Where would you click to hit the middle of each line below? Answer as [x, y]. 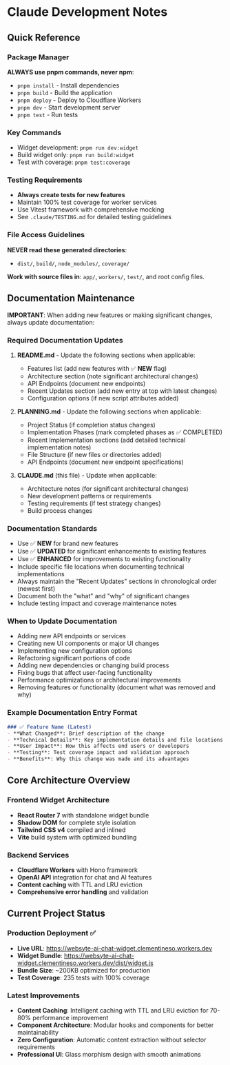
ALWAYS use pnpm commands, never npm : [71, 72]
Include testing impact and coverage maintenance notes [97, 603]
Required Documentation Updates [65, 340]
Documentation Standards [52, 528]
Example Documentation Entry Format [72, 713]
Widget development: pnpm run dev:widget [78, 148]
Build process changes [60, 510]
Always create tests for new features [71, 195]
